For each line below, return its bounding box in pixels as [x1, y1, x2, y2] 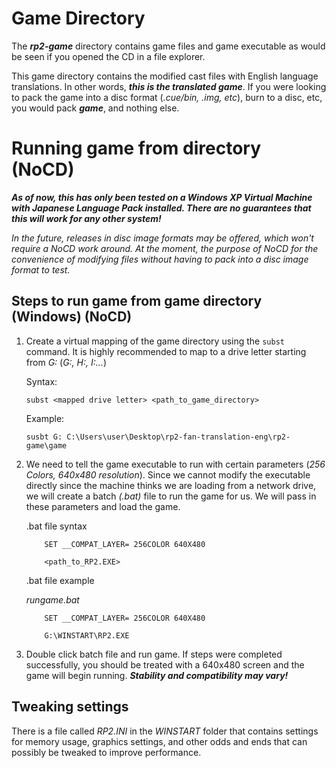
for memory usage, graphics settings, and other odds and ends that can [11, 735, 308, 747]
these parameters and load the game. [25, 500, 181, 512]
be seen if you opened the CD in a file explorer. [11, 50, 206, 62]
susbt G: [25, 432, 63, 442]
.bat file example [25, 574, 95, 586]
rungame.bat [25, 593, 80, 606]
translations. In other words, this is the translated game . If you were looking [11, 80, 327, 92]
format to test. [11, 263, 71, 276]
